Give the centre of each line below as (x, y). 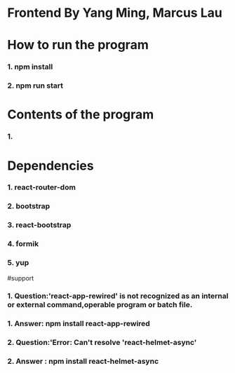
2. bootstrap (29, 206)
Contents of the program (81, 115)
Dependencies (51, 165)
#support (21, 278)
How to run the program (78, 45)
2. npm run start (35, 86)
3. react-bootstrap (39, 225)
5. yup (18, 263)
